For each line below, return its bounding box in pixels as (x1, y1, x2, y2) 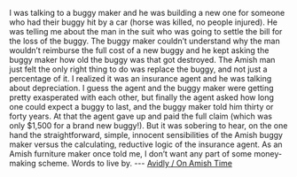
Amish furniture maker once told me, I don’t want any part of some (9, 149, 253, 158)
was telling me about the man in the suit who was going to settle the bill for (9, 27, 283, 36)
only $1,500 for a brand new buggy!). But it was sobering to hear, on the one (9, 120, 288, 131)
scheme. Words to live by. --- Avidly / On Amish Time (37, 158, 233, 168)
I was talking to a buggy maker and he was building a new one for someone (9, 8, 285, 18)
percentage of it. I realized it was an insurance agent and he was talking (9, 73, 272, 83)
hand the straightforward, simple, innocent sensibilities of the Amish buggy (9, 130, 284, 140)
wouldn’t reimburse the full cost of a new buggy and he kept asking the (9, 45, 270, 56)
